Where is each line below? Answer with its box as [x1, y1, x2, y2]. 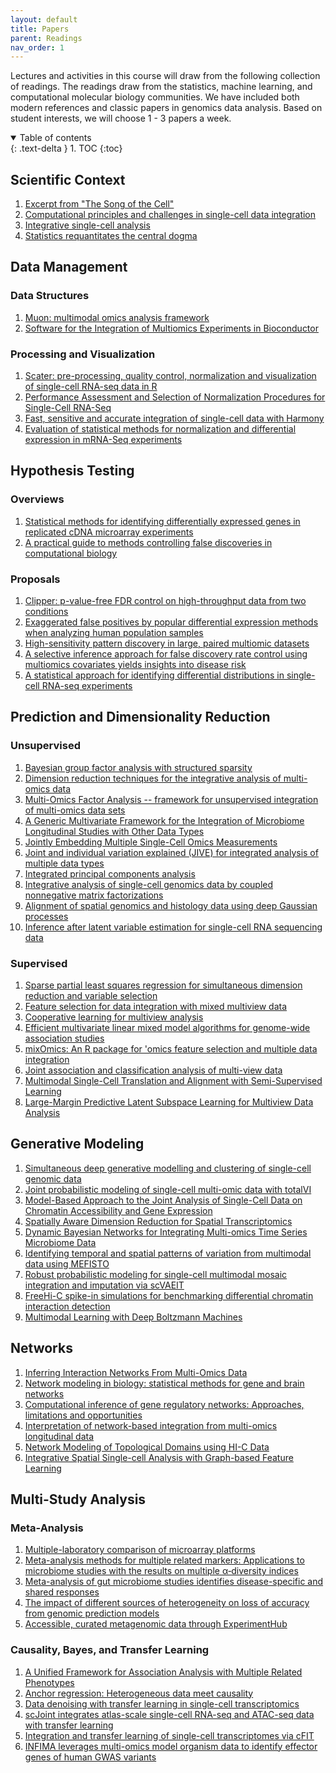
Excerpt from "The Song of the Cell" [24, 198, 175, 210]
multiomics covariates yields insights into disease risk [24, 659, 247, 671]
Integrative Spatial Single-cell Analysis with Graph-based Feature [24, 1451, 294, 1463]
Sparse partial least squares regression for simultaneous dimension [24, 979, 303, 991]
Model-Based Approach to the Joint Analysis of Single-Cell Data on [24, 1194, 303, 1206]
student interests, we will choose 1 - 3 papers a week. [10, 112, 232, 125]
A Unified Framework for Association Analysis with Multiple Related [24, 1666, 303, 1678]
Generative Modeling [10, 1136, 145, 1153]
